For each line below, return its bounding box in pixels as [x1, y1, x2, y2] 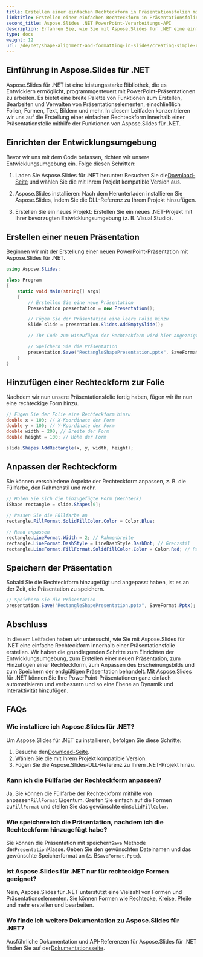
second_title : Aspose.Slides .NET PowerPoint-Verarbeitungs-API [6, 20, 172, 26]
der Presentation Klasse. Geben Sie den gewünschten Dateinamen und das [6, 846, 192, 853]
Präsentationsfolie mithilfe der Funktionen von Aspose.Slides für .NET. [6, 119, 181, 127]
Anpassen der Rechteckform [6, 462, 117, 472]
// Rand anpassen [6, 529, 50, 535]
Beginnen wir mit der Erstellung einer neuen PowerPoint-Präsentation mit [6, 248, 188, 255]
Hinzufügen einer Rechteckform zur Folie [6, 377, 165, 388]
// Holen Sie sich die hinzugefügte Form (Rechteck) [6, 496, 142, 502]
